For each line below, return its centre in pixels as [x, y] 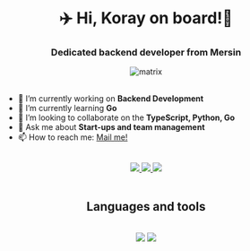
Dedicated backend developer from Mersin [146, 53]
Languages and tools [146, 207]
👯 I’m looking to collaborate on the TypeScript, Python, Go [126, 117]
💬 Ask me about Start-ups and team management [111, 127]
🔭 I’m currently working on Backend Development [111, 99]
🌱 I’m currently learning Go [67, 108]
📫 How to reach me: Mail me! [73, 137]
